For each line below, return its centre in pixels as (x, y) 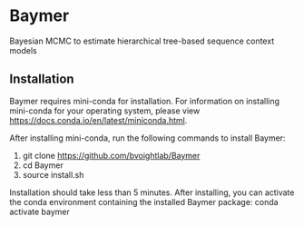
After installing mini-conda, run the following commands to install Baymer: (147, 138)
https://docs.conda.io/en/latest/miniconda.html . (98, 120)
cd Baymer (43, 165)
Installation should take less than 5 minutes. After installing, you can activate (152, 192)
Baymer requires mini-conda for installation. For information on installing (144, 101)
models (24, 50)
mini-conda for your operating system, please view (105, 111)
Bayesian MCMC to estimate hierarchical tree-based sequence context (142, 41)
